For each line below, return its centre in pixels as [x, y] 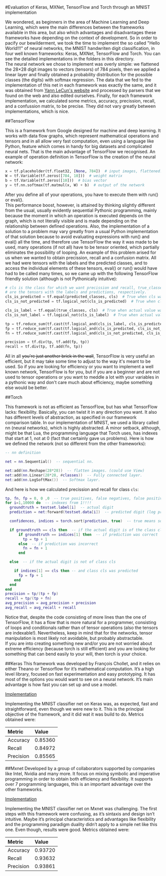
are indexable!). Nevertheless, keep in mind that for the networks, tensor [79, 633]
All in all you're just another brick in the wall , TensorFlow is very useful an [80, 356]
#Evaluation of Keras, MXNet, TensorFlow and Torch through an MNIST [78, 7]
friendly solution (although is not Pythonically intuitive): [61, 279]
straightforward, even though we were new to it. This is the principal [75, 709]
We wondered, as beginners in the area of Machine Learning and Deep [77, 22]
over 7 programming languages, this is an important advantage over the [78, 784]
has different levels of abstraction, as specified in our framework [71, 417]
